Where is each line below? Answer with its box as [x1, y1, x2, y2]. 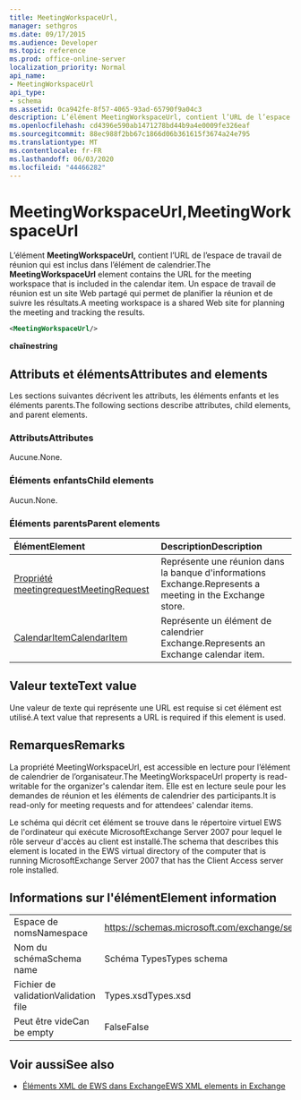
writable [9, 780, 39, 791]
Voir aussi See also [9, 1057, 115, 1072]
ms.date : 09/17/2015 [9, 30, 87, 38]
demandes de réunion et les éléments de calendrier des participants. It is [9, 789, 277, 801]
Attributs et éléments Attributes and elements [9, 366, 268, 381]
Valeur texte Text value [9, 678, 137, 694]
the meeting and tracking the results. [9, 307, 145, 318]
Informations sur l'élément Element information [9, 890, 278, 905]
